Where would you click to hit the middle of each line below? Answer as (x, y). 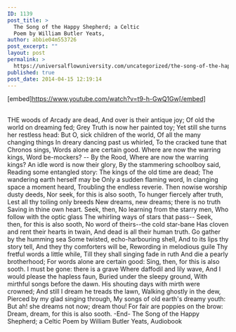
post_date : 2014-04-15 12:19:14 (54, 79)
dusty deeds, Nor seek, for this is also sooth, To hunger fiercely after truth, (115, 194)
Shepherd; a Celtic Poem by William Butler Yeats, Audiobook (95, 321)
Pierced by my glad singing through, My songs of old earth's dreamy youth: (117, 299)
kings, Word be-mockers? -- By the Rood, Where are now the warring (108, 157)
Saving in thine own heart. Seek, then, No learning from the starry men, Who (118, 210)
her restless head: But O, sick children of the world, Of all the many (104, 135)
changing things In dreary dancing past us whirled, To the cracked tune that (117, 142)
